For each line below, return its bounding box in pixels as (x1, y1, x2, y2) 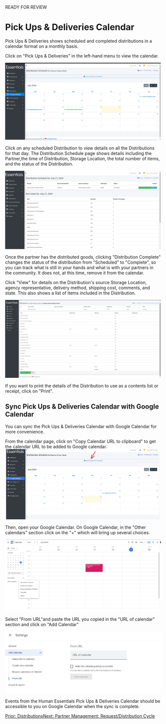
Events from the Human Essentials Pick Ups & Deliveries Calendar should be (5, 698, 161, 704)
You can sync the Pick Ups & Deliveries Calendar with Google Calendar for (5, 423, 157, 429)
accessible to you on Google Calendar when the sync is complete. (5, 704, 140, 710)
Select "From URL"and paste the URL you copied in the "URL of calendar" (5, 616, 155, 622)
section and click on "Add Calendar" (5, 622, 79, 628)
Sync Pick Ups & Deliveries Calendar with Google (5, 402, 159, 411)
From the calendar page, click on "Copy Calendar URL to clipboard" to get (5, 438, 156, 444)
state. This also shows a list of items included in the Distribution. (5, 290, 136, 296)
